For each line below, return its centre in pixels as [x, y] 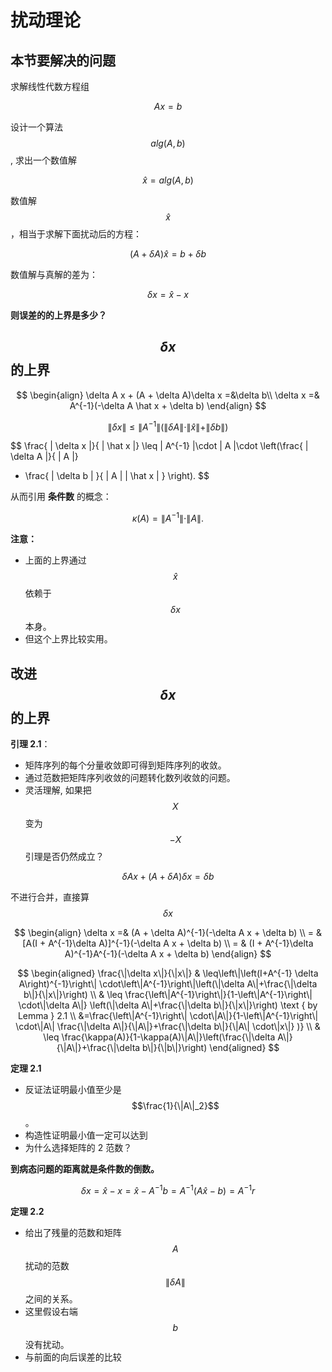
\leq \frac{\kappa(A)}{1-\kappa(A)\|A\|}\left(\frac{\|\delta [159, 1037]
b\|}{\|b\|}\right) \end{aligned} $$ [211, 1047]
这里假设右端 [51, 1311]
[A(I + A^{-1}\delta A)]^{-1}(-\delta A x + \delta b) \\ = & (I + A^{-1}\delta [168, 943]
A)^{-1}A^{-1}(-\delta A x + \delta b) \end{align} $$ [168, 953]
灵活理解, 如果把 [58, 790]
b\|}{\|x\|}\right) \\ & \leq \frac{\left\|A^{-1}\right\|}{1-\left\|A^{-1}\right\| [168, 994]
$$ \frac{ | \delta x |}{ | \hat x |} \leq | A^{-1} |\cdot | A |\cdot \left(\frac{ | [159, 446]
